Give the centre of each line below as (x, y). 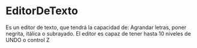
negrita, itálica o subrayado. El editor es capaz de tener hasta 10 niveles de (98, 33)
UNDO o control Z (28, 40)
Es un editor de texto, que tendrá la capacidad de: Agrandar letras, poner (96, 27)
